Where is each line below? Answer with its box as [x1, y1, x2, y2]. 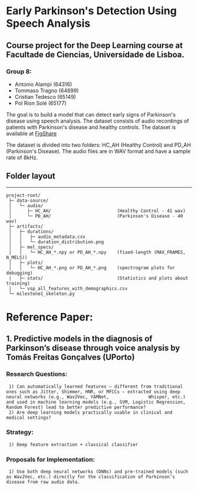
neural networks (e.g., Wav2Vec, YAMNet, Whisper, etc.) [6, 394, 186, 400]
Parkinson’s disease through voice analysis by [6, 343, 180, 353]
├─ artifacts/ [8, 223, 44, 229]
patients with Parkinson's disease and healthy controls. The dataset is [6, 123, 176, 131]
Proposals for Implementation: [6, 455, 95, 463]
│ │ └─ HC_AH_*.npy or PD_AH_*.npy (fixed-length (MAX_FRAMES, [8, 249, 186, 255]
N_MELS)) [6, 254, 28, 260]
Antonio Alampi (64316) [14, 80, 72, 88]
